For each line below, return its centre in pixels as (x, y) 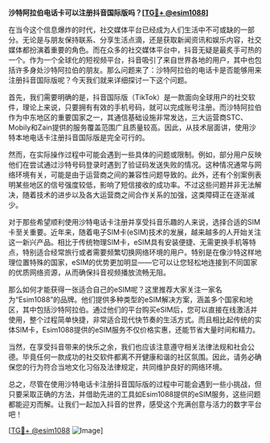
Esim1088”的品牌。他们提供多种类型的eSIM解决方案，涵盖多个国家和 (133, 300)
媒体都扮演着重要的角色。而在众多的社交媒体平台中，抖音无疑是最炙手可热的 (135, 50)
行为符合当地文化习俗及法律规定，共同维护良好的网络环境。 (128, 367)
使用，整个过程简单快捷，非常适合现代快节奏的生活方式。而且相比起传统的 (131, 320)
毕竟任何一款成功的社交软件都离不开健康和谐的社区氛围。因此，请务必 (138, 357)
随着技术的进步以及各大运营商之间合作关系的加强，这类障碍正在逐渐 (135, 195)
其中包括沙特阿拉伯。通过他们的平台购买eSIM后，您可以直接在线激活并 (140, 310)
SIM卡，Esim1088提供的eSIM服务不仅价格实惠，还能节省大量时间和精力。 (137, 330)
